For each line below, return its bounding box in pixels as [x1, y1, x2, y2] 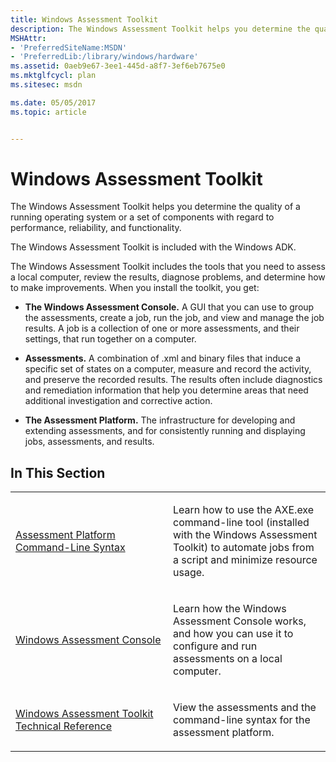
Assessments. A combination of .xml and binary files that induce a [24, 352, 302, 365]
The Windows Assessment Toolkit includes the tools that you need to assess [10, 261, 326, 273]
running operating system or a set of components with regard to [10, 211, 275, 223]
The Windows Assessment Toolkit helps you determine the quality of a [10, 201, 301, 213]
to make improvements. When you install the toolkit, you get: [10, 282, 260, 294]
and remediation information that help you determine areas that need [24, 384, 309, 396]
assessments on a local [173, 652, 283, 666]
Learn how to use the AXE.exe [173, 503, 315, 517]
